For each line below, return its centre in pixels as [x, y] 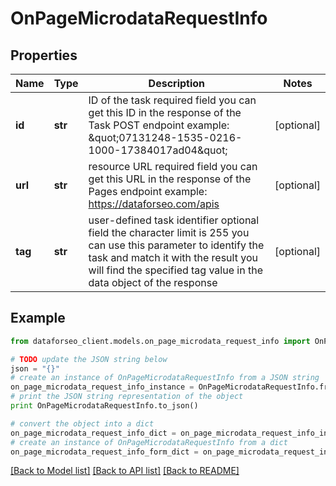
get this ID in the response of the [165, 112]
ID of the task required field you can [172, 100]
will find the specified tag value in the [175, 270]
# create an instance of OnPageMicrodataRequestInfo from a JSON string [165, 378]
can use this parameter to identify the [176, 245]
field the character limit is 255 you [169, 232]
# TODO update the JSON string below [89, 359]
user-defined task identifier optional [174, 220]
